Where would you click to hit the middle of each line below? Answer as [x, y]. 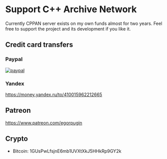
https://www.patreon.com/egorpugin [44, 122]
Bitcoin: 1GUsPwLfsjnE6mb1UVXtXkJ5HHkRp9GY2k [67, 151]
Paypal [14, 59]
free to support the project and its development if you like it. [68, 28]
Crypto [17, 139]
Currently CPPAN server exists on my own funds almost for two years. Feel [84, 23]
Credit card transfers [39, 45]
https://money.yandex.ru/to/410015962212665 [54, 94]
